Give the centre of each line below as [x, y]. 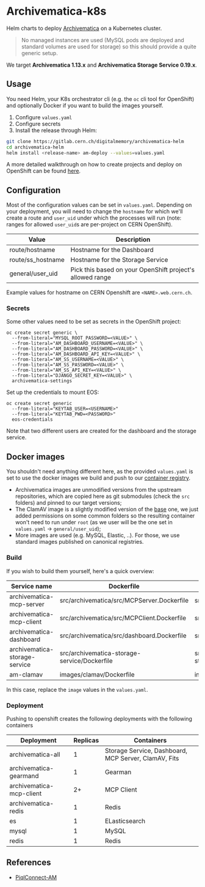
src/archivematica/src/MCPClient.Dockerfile [123, 618]
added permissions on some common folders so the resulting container [105, 516]
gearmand [24, 776]
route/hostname [32, 250]
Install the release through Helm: [56, 130]
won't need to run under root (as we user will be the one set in [94, 522]
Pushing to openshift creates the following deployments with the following [99, 718]
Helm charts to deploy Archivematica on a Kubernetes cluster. [84, 28]
